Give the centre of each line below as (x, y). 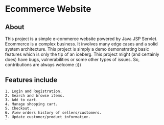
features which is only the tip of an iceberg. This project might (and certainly (82, 54)
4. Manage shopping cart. (31, 104)
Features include (31, 80)
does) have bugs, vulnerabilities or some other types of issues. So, (72, 59)
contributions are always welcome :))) (43, 65)
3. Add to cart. (22, 100)
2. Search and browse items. (35, 95)
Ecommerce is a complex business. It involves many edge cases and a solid (82, 44)
